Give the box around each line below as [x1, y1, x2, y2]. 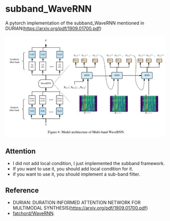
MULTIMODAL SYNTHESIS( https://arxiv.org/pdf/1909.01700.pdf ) [12, 205, 148, 211]
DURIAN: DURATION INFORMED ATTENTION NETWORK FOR [12, 200, 141, 206]
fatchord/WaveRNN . [12, 210, 55, 216]
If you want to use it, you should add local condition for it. [12, 166, 133, 172]
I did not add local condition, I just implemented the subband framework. [12, 160, 165, 167]
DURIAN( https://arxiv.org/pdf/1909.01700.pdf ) [5, 25, 102, 31]
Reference [5, 186, 39, 195]
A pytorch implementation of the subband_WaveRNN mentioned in [5, 20, 145, 26]
